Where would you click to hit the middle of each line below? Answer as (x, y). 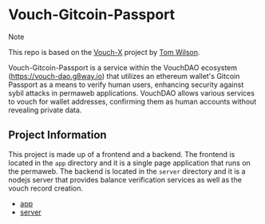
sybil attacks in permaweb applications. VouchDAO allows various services (132, 92)
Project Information (57, 135)
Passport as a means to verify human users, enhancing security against (126, 84)
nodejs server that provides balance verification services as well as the (125, 179)
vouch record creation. (46, 188)
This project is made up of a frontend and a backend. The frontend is (122, 154)
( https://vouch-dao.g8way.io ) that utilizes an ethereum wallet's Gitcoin (124, 76)
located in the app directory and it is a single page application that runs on (130, 163)
